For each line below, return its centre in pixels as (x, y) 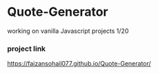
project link (27, 49)
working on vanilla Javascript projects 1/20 (68, 31)
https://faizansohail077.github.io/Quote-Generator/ (79, 64)
